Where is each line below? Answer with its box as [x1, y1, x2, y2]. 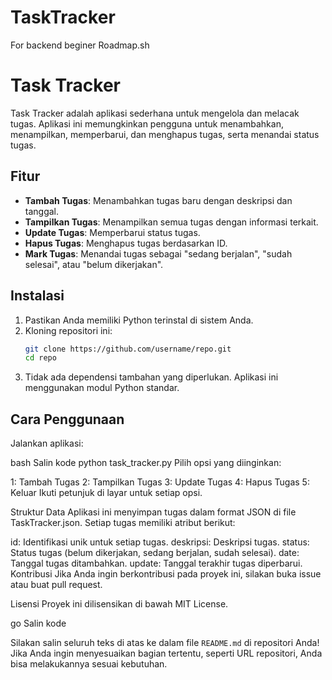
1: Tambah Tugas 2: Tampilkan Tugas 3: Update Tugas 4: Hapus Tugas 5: [10, 476, 310, 488]
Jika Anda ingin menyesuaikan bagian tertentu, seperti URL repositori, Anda [10, 647, 323, 660]
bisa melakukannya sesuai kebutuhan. [10, 658, 168, 670]
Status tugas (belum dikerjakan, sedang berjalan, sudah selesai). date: [10, 547, 300, 559]
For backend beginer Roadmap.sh [10, 39, 150, 51]
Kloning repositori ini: [24, 324, 113, 336]
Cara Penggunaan [10, 411, 125, 428]
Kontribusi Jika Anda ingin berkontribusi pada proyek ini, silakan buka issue [10, 568, 322, 580]
